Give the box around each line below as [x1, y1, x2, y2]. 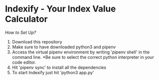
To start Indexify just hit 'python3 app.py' [12, 69, 94, 75]
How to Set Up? [5, 29, 36, 35]
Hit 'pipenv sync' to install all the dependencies [12, 64, 106, 70]
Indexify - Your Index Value [5, 3, 116, 14]
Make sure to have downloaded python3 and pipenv [12, 44, 116, 50]
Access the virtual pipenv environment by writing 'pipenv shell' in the [12, 49, 150, 55]
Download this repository [12, 39, 62, 44]
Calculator [5, 13, 48, 25]
